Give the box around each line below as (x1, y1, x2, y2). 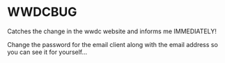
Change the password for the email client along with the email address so (7, 40, 218, 48)
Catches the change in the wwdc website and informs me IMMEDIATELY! (7, 27, 217, 35)
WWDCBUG (7, 4, 77, 20)
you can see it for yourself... (7, 48, 88, 56)
